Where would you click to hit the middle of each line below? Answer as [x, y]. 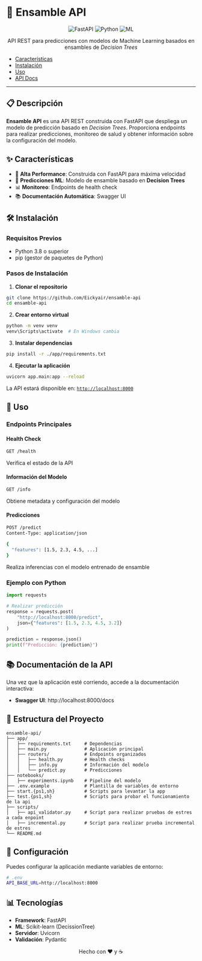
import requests [26, 595]
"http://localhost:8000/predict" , [60, 617]
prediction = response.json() [44, 639]
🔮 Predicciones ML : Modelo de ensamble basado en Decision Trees [100, 180]
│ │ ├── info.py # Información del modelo [78, 765]
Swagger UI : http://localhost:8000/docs [64, 700]
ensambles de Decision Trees [101, 47]
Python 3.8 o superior [42, 251]
